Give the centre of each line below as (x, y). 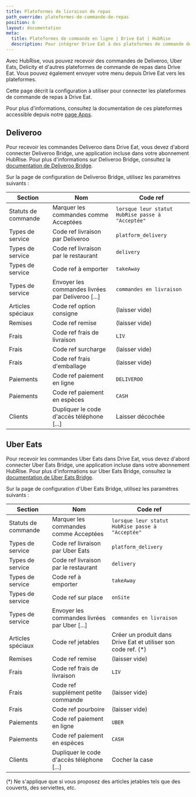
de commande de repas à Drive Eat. (49, 96)
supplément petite (77, 692)
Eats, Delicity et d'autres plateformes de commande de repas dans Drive (93, 67)
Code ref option (74, 306)
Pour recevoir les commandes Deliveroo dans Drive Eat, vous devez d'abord (97, 147)
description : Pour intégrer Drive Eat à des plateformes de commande (97, 44)
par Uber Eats (71, 550)
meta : (13, 33)
